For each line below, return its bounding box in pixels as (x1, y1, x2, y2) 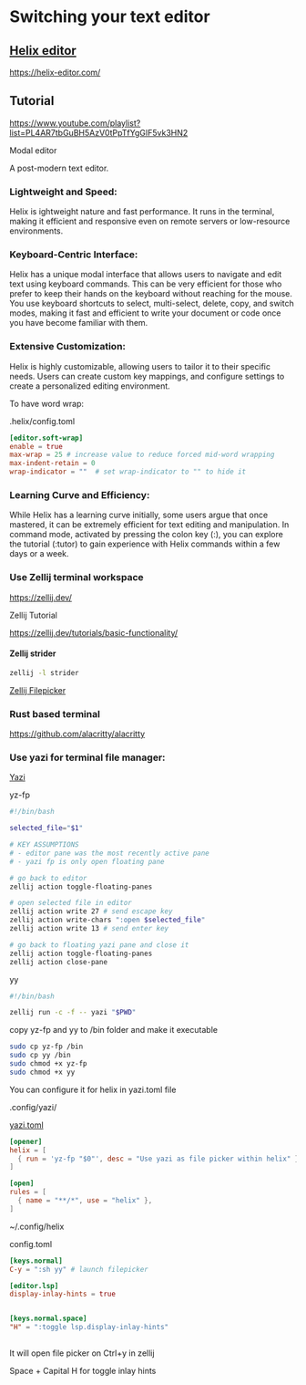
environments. (9, 225, 64, 236)
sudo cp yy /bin (9, 1051, 71, 1060)
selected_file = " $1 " (9, 824, 84, 833)
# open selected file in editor (9, 899, 132, 908)
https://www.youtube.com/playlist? (9, 117, 141, 129)
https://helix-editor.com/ (9, 67, 101, 78)
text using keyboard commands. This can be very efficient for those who (9, 278, 282, 289)
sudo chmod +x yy (9, 1067, 76, 1077)
